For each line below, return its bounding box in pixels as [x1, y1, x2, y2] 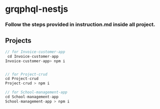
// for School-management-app [5, 90, 68, 95]
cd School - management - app [5, 95, 58, 100]
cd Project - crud [5, 76, 39, 81]
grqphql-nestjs [5, 3, 68, 15]
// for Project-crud [5, 72, 48, 77]
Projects [5, 36, 32, 45]
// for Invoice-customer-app [5, 49, 65, 54]
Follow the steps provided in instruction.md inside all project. [5, 21, 156, 28]
